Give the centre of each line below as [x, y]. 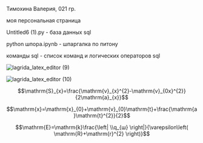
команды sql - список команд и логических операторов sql [83, 56]
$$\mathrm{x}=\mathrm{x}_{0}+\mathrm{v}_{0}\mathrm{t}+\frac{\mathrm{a [102, 109]
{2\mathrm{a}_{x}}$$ [102, 97]
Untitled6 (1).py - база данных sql [49, 32]
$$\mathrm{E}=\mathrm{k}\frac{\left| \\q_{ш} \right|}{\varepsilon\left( [102, 127]
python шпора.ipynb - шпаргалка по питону [62, 44]
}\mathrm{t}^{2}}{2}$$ [102, 115]
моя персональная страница [44, 20]
